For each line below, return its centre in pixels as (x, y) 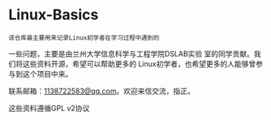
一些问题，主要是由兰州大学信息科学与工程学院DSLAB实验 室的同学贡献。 (131, 53)
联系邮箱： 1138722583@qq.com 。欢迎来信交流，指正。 (101, 91)
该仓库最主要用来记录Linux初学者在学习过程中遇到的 (84, 38)
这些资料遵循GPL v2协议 (49, 108)
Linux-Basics (54, 15)
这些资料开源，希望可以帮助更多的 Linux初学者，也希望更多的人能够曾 (139, 64)
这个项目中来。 (47, 73)
